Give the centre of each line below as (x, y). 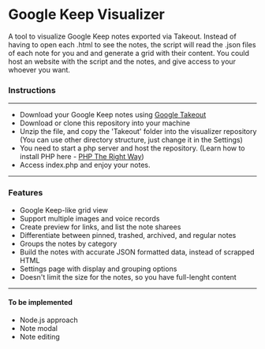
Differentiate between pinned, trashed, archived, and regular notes (128, 235)
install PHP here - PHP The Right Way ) (82, 157)
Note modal (38, 328)
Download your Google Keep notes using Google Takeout (113, 115)
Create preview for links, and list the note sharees (100, 227)
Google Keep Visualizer (87, 15)
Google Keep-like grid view (64, 210)
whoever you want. (39, 69)
